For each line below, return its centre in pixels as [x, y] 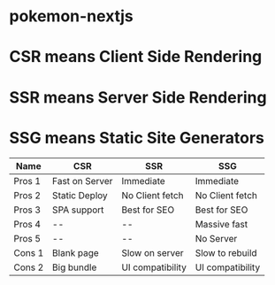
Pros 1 [27, 181]
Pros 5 [27, 238]
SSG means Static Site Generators [137, 138]
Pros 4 [27, 224]
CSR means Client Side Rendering [136, 57]
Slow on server [153, 252]
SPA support [78, 210]
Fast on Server [82, 181]
